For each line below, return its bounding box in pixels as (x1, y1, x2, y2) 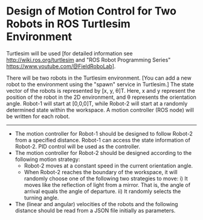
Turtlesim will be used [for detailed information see (6, 49, 133, 57)
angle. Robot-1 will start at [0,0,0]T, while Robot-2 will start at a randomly (6, 99, 188, 107)
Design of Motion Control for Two (6, 4, 177, 18)
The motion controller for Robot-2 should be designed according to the (14, 149, 192, 156)
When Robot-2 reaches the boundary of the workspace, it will (24, 168, 178, 175)
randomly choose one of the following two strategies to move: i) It (24, 175, 188, 182)
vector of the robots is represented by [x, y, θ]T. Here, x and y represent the (6, 87, 195, 94)
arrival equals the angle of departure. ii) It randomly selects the (24, 187, 181, 195)
